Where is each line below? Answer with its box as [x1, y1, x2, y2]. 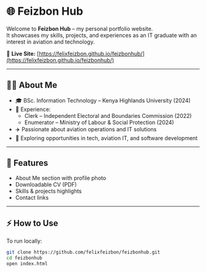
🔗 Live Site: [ [6, 50, 39, 57]
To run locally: [6, 238, 42, 245]
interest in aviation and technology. [6, 38, 95, 45]
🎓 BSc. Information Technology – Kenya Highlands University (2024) [15, 96, 191, 104]
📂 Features [6, 158, 48, 168]
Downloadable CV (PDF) [15, 181, 77, 188]
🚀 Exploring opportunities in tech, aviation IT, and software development [15, 134, 198, 142]
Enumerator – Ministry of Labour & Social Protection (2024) [24, 119, 175, 126]
